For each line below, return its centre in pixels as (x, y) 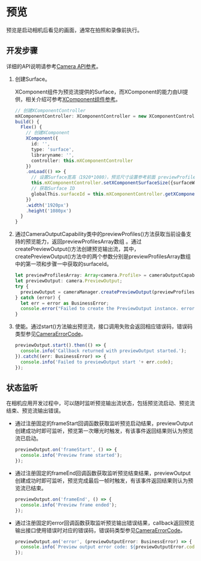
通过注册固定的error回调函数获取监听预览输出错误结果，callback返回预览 (105, 523)
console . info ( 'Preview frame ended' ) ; (69, 505)
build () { (27, 122)
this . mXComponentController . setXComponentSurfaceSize (99, 183)
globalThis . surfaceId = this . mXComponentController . (98, 194)
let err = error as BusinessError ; (65, 303)
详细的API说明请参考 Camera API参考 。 (54, 66)
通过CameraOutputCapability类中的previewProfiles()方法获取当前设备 (100, 234)
